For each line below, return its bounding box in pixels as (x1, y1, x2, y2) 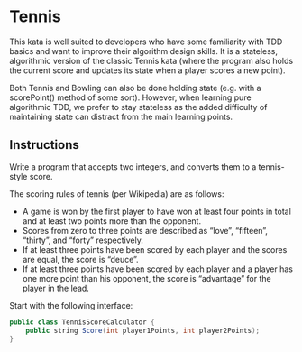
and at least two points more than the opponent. (22, 215, 201, 227)
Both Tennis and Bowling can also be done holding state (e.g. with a (9, 82, 261, 93)
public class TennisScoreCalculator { (9, 318, 155, 327)
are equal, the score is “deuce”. (22, 254, 139, 264)
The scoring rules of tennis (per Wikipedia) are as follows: (9, 188, 224, 199)
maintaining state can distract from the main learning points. (9, 111, 233, 122)
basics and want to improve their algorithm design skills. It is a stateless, (9, 45, 278, 56)
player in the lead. (22, 283, 90, 293)
